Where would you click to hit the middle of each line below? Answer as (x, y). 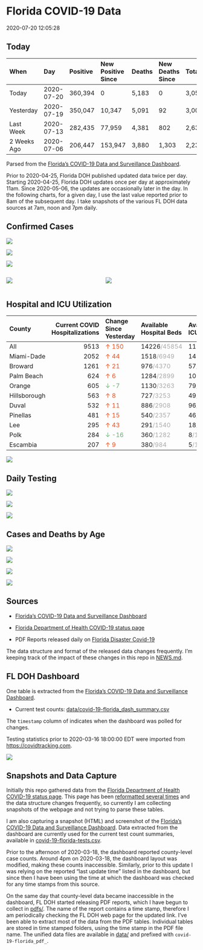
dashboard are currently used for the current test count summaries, (90, 834)
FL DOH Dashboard (43, 677)
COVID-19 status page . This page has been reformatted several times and (98, 797)
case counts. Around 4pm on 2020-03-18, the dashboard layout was (92, 859)
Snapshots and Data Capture (62, 776)
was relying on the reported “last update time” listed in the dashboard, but (98, 871)
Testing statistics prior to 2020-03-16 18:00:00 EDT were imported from (96, 739)
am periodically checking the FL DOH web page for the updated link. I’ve (97, 915)
